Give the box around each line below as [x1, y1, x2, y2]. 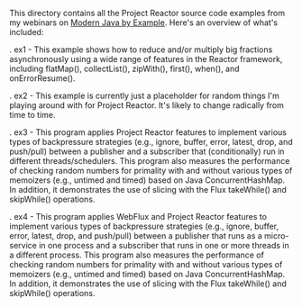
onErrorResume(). [9, 73, 76, 84]
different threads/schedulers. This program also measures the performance [9, 156, 290, 166]
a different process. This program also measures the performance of [9, 249, 264, 260]
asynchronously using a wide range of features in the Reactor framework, [9, 54, 283, 64]
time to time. [9, 110, 56, 120]
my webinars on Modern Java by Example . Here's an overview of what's [9, 17, 279, 28]
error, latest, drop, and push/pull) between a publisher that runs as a [9, 230, 263, 241]
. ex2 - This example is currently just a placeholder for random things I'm [9, 90, 279, 101]
